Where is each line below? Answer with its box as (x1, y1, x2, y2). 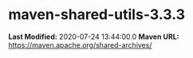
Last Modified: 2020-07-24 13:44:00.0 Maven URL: (8, 32, 179, 41)
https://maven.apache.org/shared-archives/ (8, 40, 152, 49)
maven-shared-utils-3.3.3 (8, 6, 186, 24)
